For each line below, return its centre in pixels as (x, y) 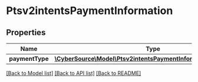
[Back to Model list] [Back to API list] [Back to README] (74, 73)
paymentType (29, 59)
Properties (26, 33)
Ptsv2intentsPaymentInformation (90, 11)
